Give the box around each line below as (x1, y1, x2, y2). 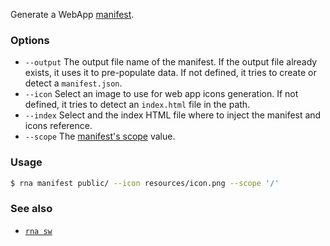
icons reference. (24, 120, 93, 132)
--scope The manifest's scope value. (24, 130, 176, 143)
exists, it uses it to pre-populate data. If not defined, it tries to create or (24, 67, 317, 79)
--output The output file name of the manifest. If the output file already (24, 56, 318, 68)
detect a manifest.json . (24, 77, 123, 89)
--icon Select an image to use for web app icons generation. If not (24, 88, 299, 100)
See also (10, 202, 53, 216)
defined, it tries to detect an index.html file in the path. (24, 99, 251, 111)
